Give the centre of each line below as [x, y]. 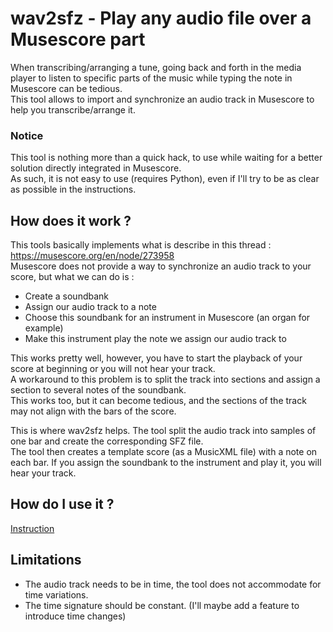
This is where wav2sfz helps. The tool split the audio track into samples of [163, 431]
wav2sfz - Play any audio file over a [161, 18]
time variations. [56, 594]
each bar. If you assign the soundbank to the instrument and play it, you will [166, 463]
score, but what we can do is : [72, 277]
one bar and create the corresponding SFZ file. [107, 441]
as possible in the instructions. [73, 189]
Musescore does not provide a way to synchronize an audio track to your [161, 266]
